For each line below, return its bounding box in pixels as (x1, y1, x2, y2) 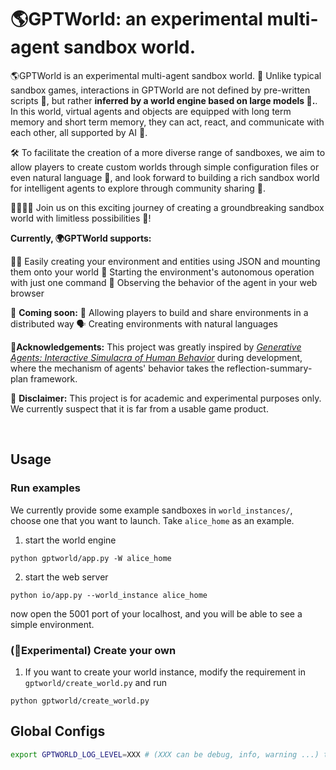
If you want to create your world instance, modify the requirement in (24, 666, 307, 678)
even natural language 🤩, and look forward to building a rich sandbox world (10, 171, 320, 183)
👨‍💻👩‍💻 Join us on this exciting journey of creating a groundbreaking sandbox (10, 201, 325, 213)
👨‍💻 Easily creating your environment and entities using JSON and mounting (10, 255, 321, 267)
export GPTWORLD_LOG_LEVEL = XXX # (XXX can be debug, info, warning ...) (10, 749, 320, 760)
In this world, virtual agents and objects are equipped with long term (10, 105, 292, 117)
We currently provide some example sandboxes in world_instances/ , (10, 504, 293, 516)
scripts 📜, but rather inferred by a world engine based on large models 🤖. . (10, 94, 318, 106)
